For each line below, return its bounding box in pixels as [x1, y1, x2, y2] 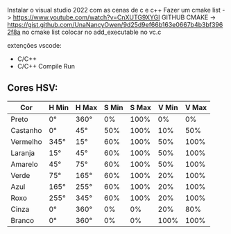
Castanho [10, 125, 42, 135]
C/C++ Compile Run [17, 62, 75, 70]
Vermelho [10, 136, 43, 146]
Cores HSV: [7, 82, 58, 94]
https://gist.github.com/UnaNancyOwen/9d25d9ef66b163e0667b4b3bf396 [7, 21, 223, 28]
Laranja [10, 148, 35, 158]
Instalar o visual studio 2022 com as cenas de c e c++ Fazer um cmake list [7, 6, 221, 14]
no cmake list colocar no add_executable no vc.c [22, 28, 162, 36]
